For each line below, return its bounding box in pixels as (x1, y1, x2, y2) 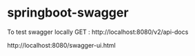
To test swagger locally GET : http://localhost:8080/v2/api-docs (7, 28, 189, 36)
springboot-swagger (7, 5, 129, 21)
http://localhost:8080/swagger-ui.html (7, 41, 116, 49)
